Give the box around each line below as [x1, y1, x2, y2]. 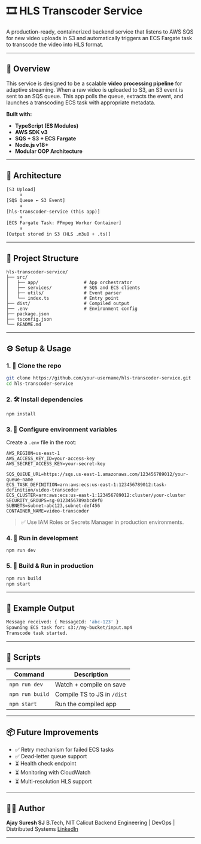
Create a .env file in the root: [6, 439, 77, 446]
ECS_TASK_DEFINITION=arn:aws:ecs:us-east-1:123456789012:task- [6, 482, 167, 488]
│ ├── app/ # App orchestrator [6, 279, 133, 286]
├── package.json [6, 311, 50, 317]
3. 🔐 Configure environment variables [6, 425, 118, 433]
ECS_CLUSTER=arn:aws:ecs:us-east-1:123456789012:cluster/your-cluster [6, 492, 186, 499]
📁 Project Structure [6, 253, 79, 263]
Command [14, 670, 45, 679]
